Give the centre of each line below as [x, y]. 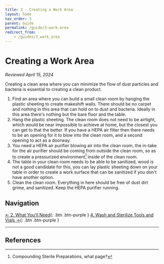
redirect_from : [20, 32]
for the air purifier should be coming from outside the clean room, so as [84, 151]
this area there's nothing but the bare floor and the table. [69, 114]
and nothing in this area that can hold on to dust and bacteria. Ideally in [83, 109]
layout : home [18, 14]
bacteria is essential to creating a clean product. [53, 89]
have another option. [33, 177]
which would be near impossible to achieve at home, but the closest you [85, 125]
